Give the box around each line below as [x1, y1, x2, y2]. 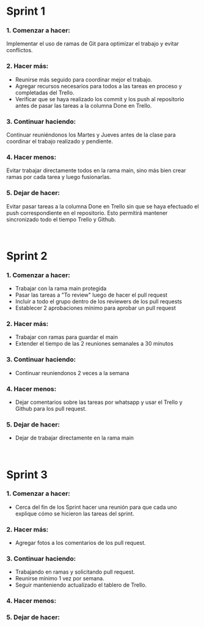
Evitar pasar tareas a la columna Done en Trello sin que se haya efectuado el [6, 202, 199, 210]
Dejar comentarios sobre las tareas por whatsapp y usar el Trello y [15, 398, 183, 406]
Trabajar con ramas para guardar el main [15, 333, 118, 341]
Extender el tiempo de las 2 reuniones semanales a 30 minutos [15, 340, 174, 348]
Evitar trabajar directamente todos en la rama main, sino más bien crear [6, 167, 186, 174]
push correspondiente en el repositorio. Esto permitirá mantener [6, 209, 168, 216]
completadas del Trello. [15, 89, 75, 96]
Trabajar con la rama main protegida [15, 285, 107, 292]
